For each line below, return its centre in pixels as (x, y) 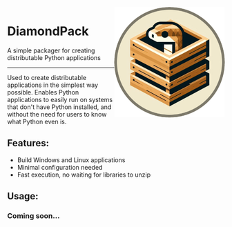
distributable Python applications (54, 57)
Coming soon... (33, 216)
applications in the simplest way (53, 85)
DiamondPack (48, 31)
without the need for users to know (57, 114)
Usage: (23, 196)
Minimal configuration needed (60, 167)
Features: (28, 143)
